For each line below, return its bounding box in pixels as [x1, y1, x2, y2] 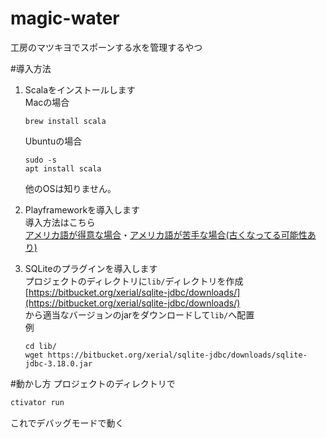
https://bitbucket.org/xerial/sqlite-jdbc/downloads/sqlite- [47, 350, 308, 360]
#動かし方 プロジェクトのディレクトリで [10, 377, 176, 389]
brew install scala [24, 116, 107, 126]
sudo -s [24, 155, 57, 165]
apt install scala [24, 163, 102, 174]
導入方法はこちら [24, 216, 96, 228]
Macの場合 [24, 96, 70, 108]
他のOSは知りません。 [24, 182, 117, 194]
